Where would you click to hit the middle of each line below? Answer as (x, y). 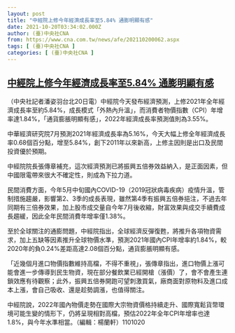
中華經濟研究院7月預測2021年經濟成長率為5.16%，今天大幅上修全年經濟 (110, 133)
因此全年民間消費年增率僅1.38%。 (80, 216)
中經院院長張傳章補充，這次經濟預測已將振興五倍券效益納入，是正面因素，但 (117, 166)
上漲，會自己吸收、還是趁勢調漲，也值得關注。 (80, 290)
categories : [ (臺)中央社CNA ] (51, 53)
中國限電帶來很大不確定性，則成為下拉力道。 (72, 175)
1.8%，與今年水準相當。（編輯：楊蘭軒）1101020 (76, 322)
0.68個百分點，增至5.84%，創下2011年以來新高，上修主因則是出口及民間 (118, 142)
